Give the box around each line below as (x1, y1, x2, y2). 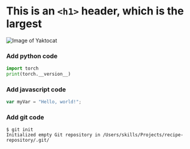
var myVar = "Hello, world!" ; (6, 99, 82, 105)
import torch (6, 65, 39, 71)
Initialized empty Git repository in (6, 132, 101, 138)
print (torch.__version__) (6, 71, 71, 78)
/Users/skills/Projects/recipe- (102, 132, 184, 138)
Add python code (6, 52, 58, 60)
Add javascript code (6, 85, 66, 94)
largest (6, 17, 42, 31)
